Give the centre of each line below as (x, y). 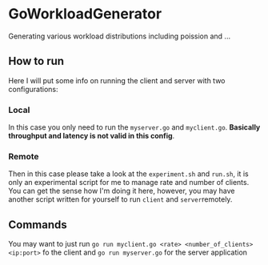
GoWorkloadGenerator (85, 14)
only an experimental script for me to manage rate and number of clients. (129, 183)
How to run (36, 61)
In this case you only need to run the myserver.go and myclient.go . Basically (134, 127)
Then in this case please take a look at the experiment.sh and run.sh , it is (129, 174)
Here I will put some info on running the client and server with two (117, 80)
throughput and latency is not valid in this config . (92, 136)
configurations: (33, 89)
